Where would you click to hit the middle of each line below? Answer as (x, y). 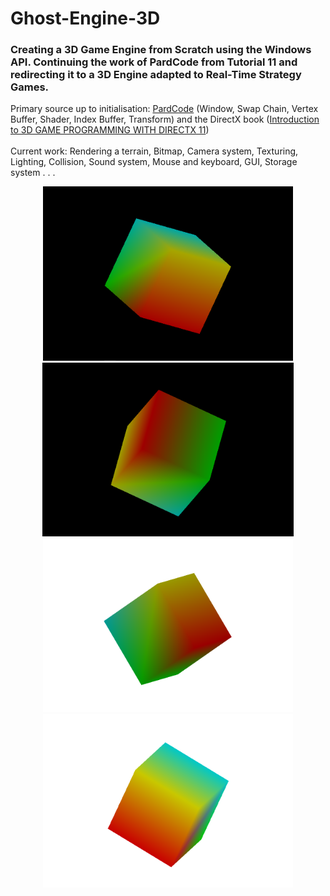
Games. (30, 87)
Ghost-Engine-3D (85, 18)
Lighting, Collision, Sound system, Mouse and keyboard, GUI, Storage (154, 162)
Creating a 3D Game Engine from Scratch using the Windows (161, 50)
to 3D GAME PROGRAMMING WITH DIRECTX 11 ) (110, 130)
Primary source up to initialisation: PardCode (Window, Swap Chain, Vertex (164, 109)
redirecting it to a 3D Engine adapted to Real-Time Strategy (156, 75)
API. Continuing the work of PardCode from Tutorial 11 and (154, 62)
